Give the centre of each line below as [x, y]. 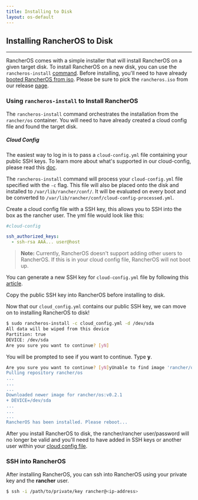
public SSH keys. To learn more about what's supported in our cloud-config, [99, 161]
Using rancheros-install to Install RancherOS [72, 101]
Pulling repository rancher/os [44, 373]
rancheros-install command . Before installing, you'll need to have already [97, 73]
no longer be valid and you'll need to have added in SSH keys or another [94, 440]
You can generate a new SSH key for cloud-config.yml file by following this [98, 277]
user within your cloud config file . [47, 446]
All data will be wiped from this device [58, 329]
